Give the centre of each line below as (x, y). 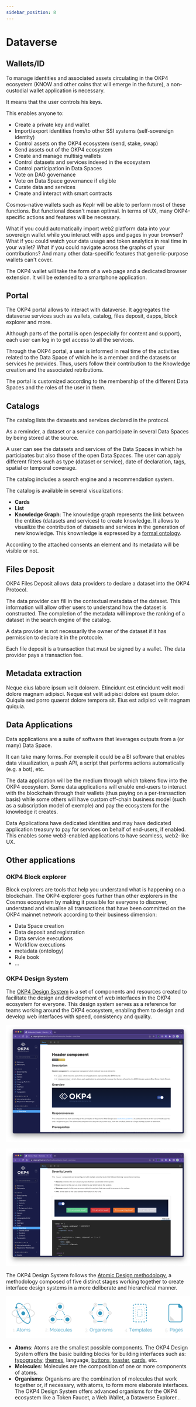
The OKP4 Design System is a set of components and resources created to (97, 991)
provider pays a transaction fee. (44, 655)
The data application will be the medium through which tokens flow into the (97, 780)
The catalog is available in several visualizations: (65, 491)
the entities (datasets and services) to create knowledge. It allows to (97, 521)
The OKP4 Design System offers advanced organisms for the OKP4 (96, 1391)
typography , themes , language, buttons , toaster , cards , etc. (86, 1360)
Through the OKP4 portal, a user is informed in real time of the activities (93, 351)
